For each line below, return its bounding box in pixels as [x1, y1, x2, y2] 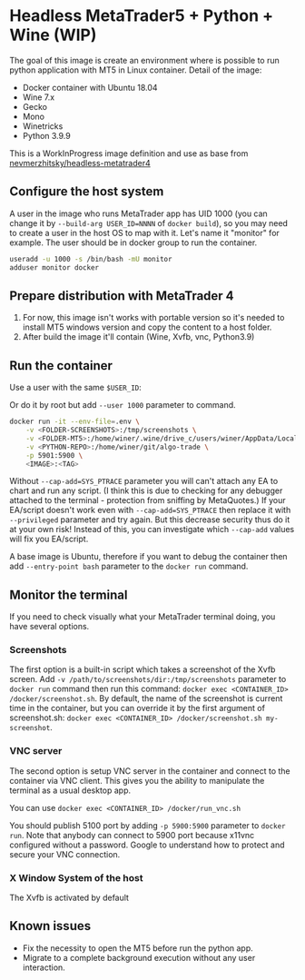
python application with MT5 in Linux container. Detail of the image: [9, 64, 262, 75]
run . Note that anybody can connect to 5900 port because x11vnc [9, 829, 255, 840]
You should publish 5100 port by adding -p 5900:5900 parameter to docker [9, 819, 286, 831]
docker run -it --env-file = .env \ [9, 417, 141, 427]
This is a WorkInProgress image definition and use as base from [9, 147, 249, 159]
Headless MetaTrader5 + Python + [9, 5, 274, 26]
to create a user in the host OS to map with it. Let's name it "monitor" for [9, 227, 280, 238]
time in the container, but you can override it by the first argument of [9, 703, 266, 714]
